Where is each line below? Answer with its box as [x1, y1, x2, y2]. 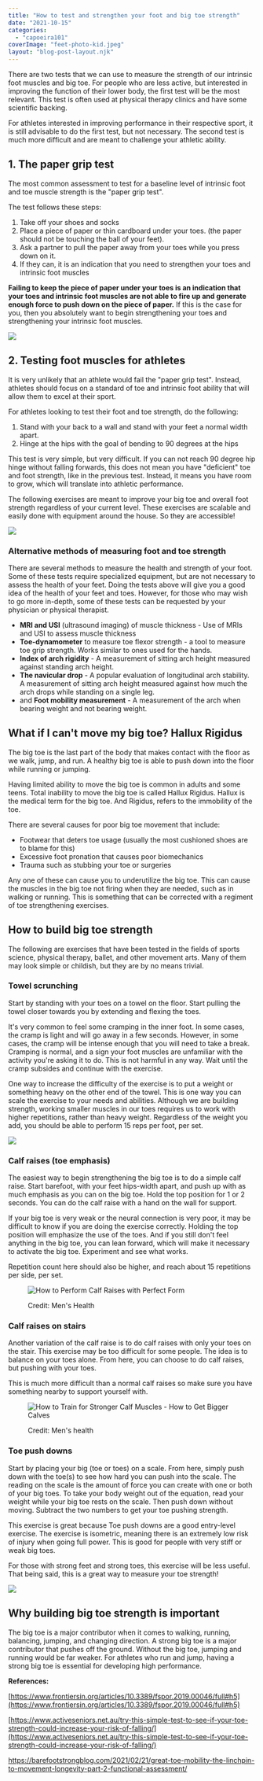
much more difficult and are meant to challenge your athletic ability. [8, 135, 227, 144]
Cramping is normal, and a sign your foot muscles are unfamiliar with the [8, 1047, 243, 1056]
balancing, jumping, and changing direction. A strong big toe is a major [8, 1635, 237, 1645]
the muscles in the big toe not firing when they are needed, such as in [8, 883, 234, 893]
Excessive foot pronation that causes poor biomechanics [19, 851, 204, 861]
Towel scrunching [8, 980, 79, 991]
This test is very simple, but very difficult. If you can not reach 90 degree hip [8, 454, 256, 463]
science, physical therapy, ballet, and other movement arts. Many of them [8, 953, 247, 962]
